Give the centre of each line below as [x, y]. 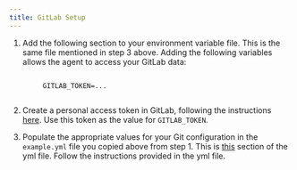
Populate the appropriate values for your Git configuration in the [140, 137]
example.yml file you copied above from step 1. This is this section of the [155, 146]
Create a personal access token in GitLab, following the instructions [147, 110]
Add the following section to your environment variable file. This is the [151, 43]
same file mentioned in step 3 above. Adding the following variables [147, 52]
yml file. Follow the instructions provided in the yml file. [124, 156]
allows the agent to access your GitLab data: [104, 61]
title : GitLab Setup [48, 17]
